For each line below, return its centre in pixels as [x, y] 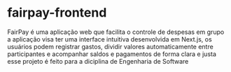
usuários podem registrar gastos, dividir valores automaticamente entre [110, 46]
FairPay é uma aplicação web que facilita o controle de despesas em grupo [116, 32]
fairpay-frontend [57, 13]
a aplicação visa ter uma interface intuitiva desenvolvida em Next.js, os [110, 39]
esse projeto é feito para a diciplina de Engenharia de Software [98, 61]
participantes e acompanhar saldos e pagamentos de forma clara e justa [112, 54]
